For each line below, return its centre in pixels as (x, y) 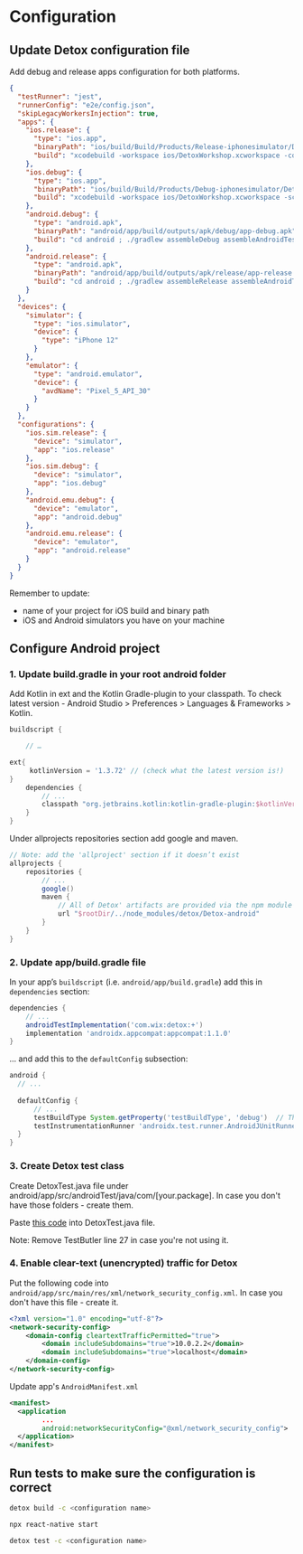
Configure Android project (85, 649)
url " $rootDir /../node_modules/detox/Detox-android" (158, 914)
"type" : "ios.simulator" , (82, 324)
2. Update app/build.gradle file (78, 962)
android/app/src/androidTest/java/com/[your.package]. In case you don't (145, 1195)
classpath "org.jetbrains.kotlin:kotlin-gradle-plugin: (149, 805)
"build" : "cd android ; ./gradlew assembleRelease (130, 282)
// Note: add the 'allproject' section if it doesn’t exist (125, 855)
